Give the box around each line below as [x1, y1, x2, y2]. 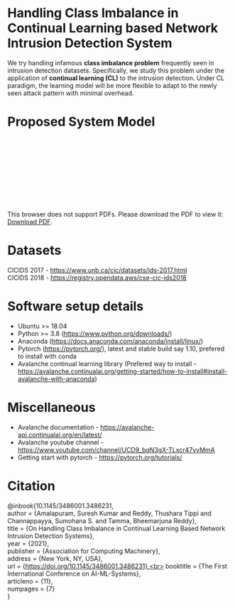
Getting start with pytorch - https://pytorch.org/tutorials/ [17, 453, 182, 461]
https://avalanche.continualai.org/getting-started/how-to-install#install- [17, 367, 228, 376]
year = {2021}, [7, 539, 50, 547]
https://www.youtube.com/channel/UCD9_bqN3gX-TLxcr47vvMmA [17, 445, 215, 454]
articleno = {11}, [7, 576, 53, 585]
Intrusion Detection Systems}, [7, 531, 94, 540]
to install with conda [17, 351, 77, 360]
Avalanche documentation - [17, 422, 99, 431]
